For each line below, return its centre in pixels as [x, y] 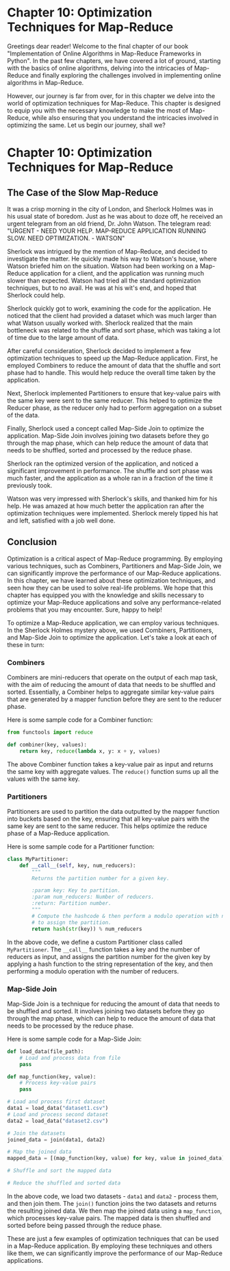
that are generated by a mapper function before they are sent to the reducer [114, 699]
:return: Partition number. [72, 904]
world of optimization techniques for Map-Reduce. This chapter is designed [114, 103]
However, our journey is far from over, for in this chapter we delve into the [111, 96]
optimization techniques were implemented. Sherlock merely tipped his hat [113, 513]
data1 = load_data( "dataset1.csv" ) [58, 1109]
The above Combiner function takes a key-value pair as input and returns [110, 764]
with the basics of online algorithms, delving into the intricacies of [100, 68]
